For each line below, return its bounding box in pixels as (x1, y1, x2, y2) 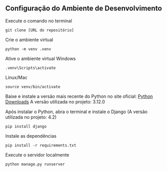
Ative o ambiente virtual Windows (5, 55, 76, 61)
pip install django (5, 124, 47, 129)
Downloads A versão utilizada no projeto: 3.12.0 (5, 98, 105, 104)
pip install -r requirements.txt (5, 143, 77, 148)
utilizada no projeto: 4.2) (5, 114, 57, 120)
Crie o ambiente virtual (5, 36, 54, 42)
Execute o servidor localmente (5, 152, 70, 158)
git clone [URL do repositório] (5, 28, 74, 33)
